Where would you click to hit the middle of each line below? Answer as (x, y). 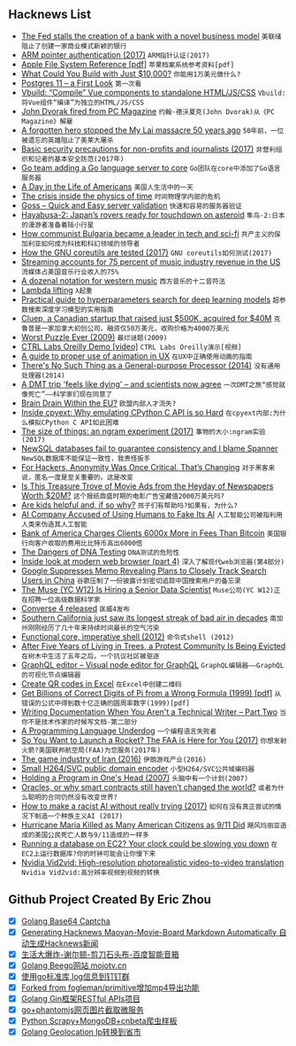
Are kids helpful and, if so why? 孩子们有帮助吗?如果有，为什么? (129, 505)
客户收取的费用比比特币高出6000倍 (88, 543)
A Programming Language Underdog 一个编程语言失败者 (119, 731)
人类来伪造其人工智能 (54, 524)
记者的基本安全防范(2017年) (79, 159)
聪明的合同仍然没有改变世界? (73, 797)
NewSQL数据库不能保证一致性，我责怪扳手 (86, 458)
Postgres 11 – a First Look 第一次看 (81, 82)
